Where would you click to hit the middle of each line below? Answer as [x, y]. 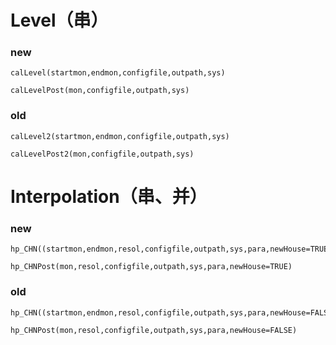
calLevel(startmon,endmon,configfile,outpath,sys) [118, 73]
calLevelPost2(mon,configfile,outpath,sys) [102, 154]
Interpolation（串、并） [109, 196]
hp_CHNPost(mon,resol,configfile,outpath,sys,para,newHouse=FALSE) [154, 330]
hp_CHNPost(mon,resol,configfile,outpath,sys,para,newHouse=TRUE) [151, 267]
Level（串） [59, 20]
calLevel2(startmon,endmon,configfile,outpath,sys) [120, 136]
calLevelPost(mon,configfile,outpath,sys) [100, 91]
